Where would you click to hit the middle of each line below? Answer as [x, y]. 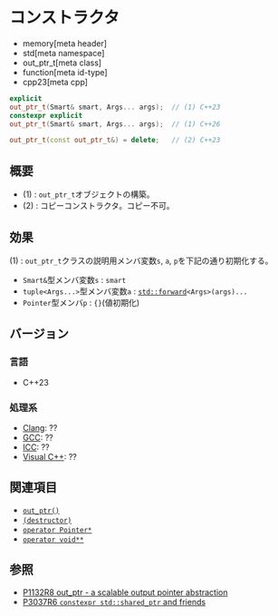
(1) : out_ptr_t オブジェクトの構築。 [89, 194]
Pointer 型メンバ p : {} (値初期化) [81, 302]
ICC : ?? [36, 447]
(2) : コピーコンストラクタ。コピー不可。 [98, 206]
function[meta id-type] [65, 72]
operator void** [53, 540]
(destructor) [47, 520]
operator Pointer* [57, 530]
